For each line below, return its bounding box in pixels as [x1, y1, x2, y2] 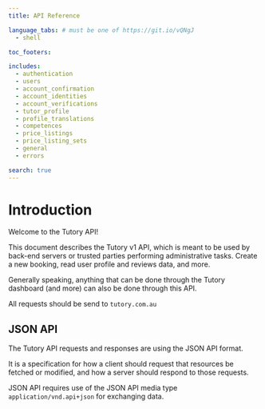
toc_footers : [8, 48, 52, 56]
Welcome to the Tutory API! [8, 227, 98, 237]
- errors [15, 151, 45, 160]
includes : [8, 62, 42, 70]
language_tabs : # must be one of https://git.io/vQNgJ [8, 26, 195, 34]
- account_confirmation [15, 85, 94, 93]
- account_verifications [15, 99, 98, 108]
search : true [8, 166, 52, 174]
